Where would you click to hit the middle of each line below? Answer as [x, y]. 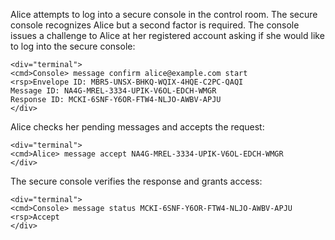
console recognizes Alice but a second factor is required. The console [155, 25]
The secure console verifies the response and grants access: [136, 181]
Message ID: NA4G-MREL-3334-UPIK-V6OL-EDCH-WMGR [113, 91]
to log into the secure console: [73, 46]
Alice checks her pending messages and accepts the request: [137, 127]
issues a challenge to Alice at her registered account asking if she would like [167, 35]
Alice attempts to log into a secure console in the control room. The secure [164, 14]
